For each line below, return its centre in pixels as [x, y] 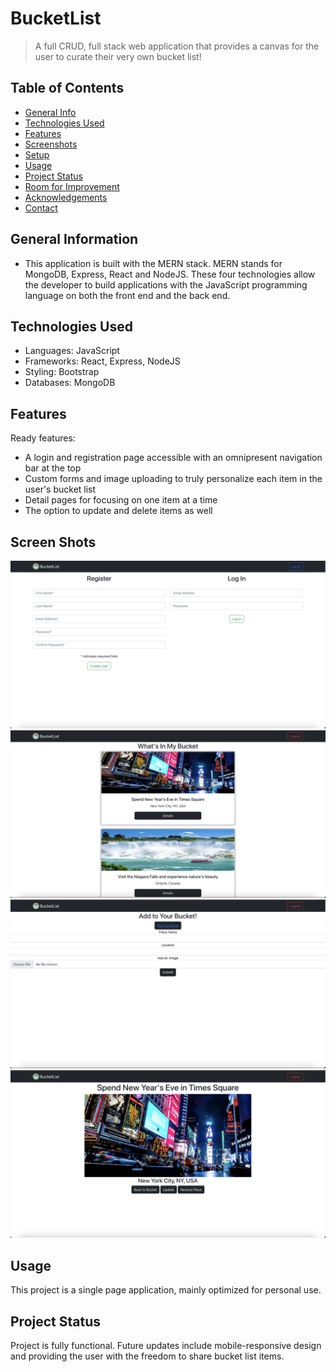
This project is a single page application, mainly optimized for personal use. [166, 1290]
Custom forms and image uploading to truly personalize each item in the [173, 479]
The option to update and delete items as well [118, 511]
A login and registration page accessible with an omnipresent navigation [173, 458]
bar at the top [53, 468]
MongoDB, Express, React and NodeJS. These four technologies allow [170, 274]
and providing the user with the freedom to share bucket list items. [147, 1356]
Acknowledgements [66, 197]
